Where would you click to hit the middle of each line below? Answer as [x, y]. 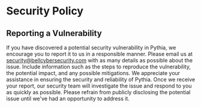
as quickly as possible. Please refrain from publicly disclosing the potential [98, 92]
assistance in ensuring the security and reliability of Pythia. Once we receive [101, 79]
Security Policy [45, 11]
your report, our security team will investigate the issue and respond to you [99, 86]
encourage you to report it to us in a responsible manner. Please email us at [100, 54]
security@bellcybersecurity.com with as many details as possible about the [100, 60]
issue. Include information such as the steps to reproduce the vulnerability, [98, 67]
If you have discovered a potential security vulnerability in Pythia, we [91, 47]
